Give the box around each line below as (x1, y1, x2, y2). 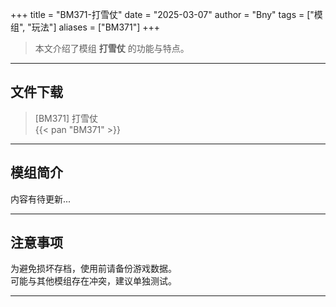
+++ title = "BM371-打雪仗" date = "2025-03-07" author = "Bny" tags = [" (10, 9, 315, 20)
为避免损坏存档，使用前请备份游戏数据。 (10, 263, 177, 275)
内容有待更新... (10, 193, 72, 205)
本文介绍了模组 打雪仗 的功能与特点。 (34, 43, 190, 54)
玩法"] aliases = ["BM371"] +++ (31, 21, 161, 33)
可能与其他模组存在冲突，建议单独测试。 (10, 275, 177, 287)
